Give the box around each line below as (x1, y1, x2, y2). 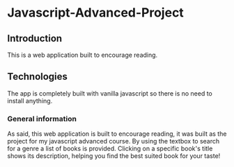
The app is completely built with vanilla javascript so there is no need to (7, 89, 212, 98)
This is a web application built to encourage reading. (7, 51, 158, 59)
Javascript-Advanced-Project (7, 5, 185, 21)
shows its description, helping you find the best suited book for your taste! (7, 152, 221, 160)
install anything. (7, 96, 53, 105)
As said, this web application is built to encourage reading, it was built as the (7, 130, 227, 138)
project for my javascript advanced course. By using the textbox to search (7, 137, 220, 146)
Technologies (7, 71, 68, 82)
